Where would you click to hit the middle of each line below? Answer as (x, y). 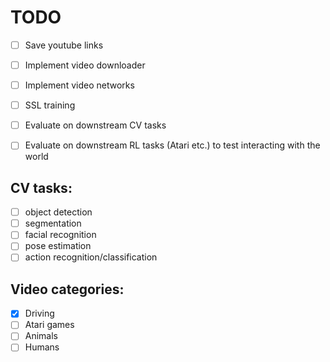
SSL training (50, 105)
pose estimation (58, 246)
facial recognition (60, 235)
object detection (58, 212)
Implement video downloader (85, 65)
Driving (39, 313)
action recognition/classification (91, 257)
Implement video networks (79, 85)
